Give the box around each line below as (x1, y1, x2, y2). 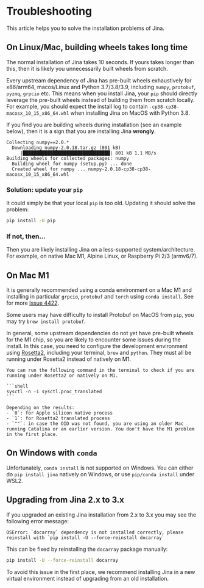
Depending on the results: (6, 405, 75, 411)
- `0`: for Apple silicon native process (6, 410, 113, 416)
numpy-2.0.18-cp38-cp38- (88, 166, 151, 172)
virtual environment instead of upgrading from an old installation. (6, 575, 169, 582)
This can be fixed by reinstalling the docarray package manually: (6, 545, 168, 553)
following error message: (6, 517, 69, 524)
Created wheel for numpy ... (12, 166, 86, 172)
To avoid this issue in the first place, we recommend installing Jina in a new (6, 568, 195, 575)
